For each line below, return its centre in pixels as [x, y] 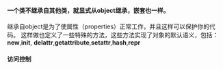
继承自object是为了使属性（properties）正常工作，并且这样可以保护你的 [108, 26]
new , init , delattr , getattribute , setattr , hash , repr [74, 43]
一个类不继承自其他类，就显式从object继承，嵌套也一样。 [88, 10]
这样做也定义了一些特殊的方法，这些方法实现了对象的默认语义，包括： [119, 35]
